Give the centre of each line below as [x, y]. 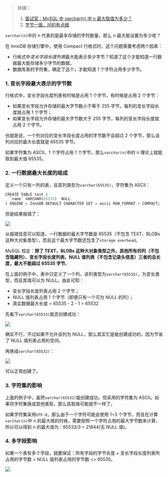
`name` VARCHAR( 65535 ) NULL [40, 199]
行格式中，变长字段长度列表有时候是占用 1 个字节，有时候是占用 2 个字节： [82, 95]
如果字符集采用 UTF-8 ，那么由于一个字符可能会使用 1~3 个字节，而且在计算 [82, 414]
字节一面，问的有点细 [47, 25]
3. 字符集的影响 [24, 386]
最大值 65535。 [30, 159]
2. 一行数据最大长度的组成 [37, 173]
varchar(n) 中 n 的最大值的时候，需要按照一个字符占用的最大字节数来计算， [83, 420]
